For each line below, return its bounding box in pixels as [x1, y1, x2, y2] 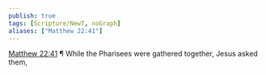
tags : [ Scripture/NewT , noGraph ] [8, 19, 121, 27]
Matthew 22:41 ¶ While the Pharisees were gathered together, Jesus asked [8, 49, 259, 59]
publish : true [8, 11, 57, 20]
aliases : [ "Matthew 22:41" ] [8, 27, 103, 35]
